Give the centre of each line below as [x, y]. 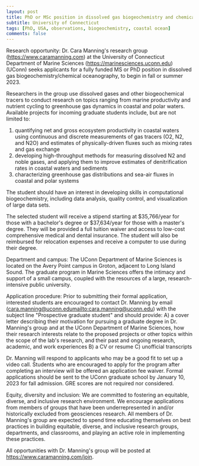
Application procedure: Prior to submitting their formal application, [87, 296]
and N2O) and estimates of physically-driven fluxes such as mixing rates [103, 143]
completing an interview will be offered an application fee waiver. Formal [95, 371]
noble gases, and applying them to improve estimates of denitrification [101, 162]
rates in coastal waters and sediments [61, 168]
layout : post [22, 12]
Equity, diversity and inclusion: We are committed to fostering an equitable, [98, 395]
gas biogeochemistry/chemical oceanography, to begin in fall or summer [95, 76]
